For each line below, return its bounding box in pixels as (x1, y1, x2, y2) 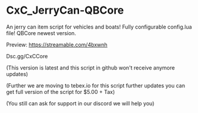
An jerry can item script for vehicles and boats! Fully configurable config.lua (6, 23, 192, 30)
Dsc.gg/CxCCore (6, 52, 48, 59)
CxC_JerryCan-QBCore (6, 4, 124, 17)
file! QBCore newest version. (6, 29, 76, 36)
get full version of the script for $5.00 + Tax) (6, 88, 115, 95)
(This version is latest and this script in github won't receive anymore (6, 64, 175, 71)
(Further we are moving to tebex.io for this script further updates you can (6, 81, 186, 89)
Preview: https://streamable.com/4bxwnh (6, 41, 108, 48)
